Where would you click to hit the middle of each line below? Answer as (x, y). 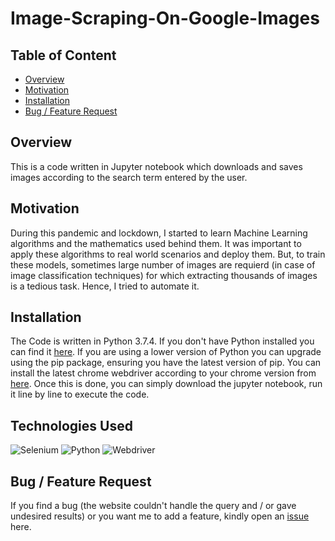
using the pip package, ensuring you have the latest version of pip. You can (166, 363)
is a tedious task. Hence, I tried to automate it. (105, 286)
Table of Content (63, 55)
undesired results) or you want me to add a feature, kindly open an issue (160, 516)
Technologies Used (71, 425)
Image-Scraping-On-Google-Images (165, 18)
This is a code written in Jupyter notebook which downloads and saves (156, 166)
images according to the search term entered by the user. (129, 177)
